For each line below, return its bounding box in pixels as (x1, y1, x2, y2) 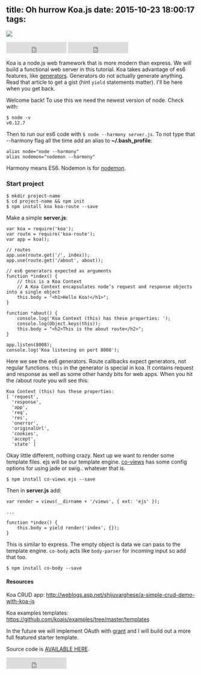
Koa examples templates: (6, 609, 69, 617)
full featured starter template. (6, 634, 79, 641)
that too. (6, 554, 27, 561)
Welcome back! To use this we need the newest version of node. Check (6, 96, 184, 104)
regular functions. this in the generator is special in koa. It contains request (6, 364, 194, 371)
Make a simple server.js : (6, 214, 68, 222)
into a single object (6, 289, 61, 295)
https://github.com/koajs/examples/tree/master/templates (6, 616, 150, 623)
